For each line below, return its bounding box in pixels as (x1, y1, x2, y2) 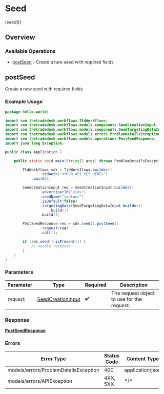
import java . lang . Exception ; (5, 141, 64, 145)
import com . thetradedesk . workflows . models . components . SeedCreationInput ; (5, 123, 159, 127)
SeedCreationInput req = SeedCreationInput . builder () (22, 185, 134, 190)
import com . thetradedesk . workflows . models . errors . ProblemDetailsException (5, 132, 161, 137)
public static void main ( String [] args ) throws (14, 158, 112, 164)
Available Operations (5, 48, 56, 55)
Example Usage (5, 98, 43, 105)
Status (104, 353, 120, 359)
